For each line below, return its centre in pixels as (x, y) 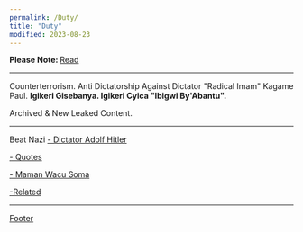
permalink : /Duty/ (44, 18)
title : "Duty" (36, 26)
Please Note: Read (44, 60)
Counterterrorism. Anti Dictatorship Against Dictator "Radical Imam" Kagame (151, 86)
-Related (25, 192)
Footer (22, 219)
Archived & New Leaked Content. (71, 113)
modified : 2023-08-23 (50, 34)
